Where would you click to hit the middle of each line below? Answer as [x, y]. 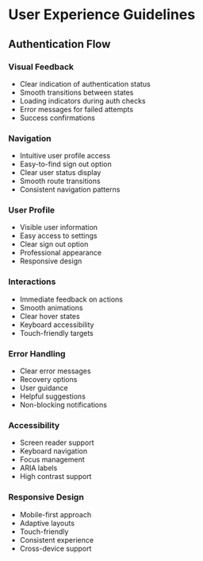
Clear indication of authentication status [85, 84]
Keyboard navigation [54, 451]
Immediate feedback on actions [71, 299]
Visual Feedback [41, 67]
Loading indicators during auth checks [82, 100]
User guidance [44, 388]
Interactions [32, 282]
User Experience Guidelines [102, 15]
